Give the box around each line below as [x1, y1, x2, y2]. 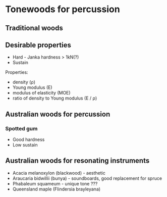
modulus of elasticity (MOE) [12, 90, 71, 96]
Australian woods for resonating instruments [5, 157, 150, 165]
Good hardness [12, 136, 45, 142]
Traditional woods [5, 24, 63, 32]
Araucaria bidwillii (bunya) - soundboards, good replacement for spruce [12, 175, 162, 181]
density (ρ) [12, 79, 36, 85]
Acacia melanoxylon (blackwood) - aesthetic [12, 170, 106, 176]
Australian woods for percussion [5, 110, 110, 118]
